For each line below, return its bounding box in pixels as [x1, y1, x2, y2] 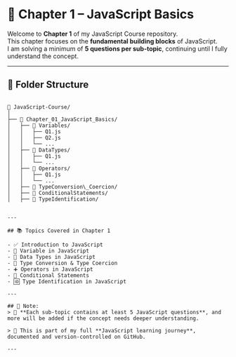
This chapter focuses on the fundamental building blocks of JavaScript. [7, 36, 218, 45]
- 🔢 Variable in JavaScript [7, 247, 90, 255]
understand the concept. [7, 52, 79, 60]
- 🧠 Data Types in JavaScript [7, 253, 96, 260]
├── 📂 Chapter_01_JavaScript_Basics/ [7, 116, 118, 123]
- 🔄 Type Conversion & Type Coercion [7, 260, 118, 267]
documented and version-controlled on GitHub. [7, 333, 146, 340]
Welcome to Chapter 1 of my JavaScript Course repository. [7, 29, 178, 38]
